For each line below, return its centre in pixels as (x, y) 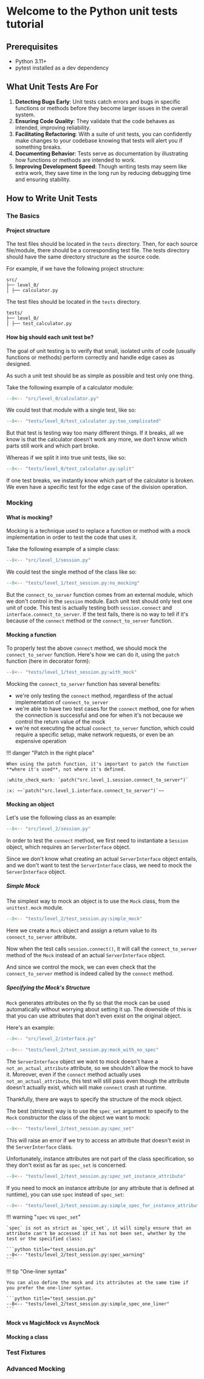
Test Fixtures (26, 1353)
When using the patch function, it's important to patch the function (97, 764)
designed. (19, 363)
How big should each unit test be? (50, 337)
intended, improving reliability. (53, 127)
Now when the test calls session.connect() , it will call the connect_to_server (102, 949)
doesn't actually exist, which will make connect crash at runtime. (87, 1087)
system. (25, 115)
